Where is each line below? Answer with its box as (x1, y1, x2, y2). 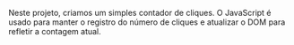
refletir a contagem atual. (8, 26, 102, 36)
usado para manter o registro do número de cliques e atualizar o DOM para (8, 17, 286, 27)
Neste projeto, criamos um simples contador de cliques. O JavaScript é (8, 8, 272, 18)
